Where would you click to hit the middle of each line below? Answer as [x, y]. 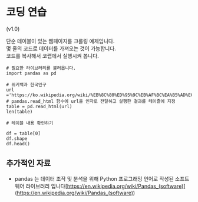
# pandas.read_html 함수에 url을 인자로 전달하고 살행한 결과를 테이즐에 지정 [91, 101]
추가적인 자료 [29, 163]
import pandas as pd [32, 73]
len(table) [19, 112]
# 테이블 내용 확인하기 [30, 123]
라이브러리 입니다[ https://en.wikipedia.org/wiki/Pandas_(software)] [105, 186]
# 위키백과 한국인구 [26, 84]
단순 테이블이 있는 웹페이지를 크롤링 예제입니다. [60, 41]
